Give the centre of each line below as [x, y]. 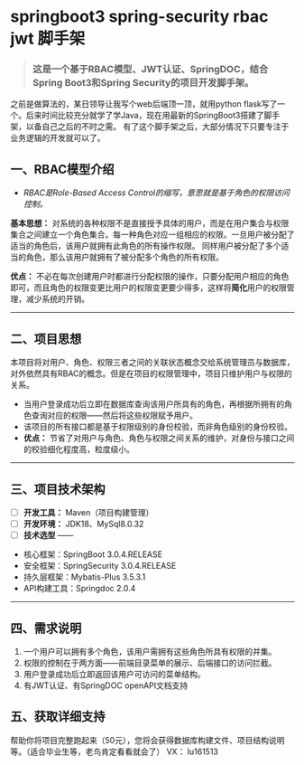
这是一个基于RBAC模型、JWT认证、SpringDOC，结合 [150, 70]
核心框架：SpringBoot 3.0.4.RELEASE [93, 554]
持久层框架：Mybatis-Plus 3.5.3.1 [84, 577]
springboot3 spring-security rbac [139, 17]
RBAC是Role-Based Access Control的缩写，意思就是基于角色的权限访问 [156, 193]
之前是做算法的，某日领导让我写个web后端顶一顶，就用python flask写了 [144, 104]
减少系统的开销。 [57, 299]
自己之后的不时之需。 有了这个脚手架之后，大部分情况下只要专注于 [165, 127]
